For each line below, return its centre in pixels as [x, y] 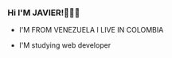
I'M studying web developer [65, 45]
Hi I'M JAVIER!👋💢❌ [44, 13]
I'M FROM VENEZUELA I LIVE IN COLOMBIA [91, 30]
